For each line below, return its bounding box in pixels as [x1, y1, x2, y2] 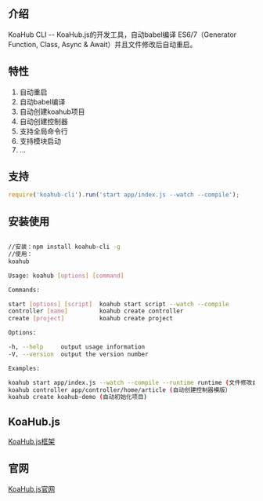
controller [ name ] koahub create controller [8, 307, 184, 316]
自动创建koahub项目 [19, 107, 85, 116]
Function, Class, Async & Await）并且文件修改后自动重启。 [8, 39, 197, 49]
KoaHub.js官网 [8, 484, 56, 493]
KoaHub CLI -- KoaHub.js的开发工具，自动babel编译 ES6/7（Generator [8, 30, 237, 39]
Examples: [8, 364, 41, 372]
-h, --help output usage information [8, 343, 146, 351]
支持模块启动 [19, 136, 61, 145]
